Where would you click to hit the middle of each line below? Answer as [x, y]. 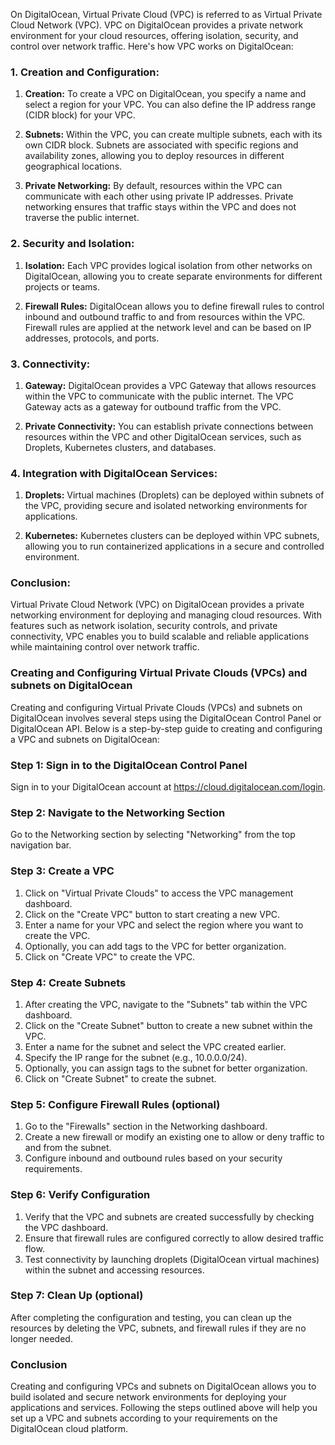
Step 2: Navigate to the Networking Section [118, 812]
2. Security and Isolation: [72, 244]
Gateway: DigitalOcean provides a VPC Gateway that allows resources [170, 385]
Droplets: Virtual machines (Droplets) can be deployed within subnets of [174, 495]
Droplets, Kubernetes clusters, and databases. [120, 447]
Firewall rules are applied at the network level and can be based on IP [168, 327]
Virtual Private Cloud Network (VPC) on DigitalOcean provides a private [157, 605]
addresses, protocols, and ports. [92, 338]
